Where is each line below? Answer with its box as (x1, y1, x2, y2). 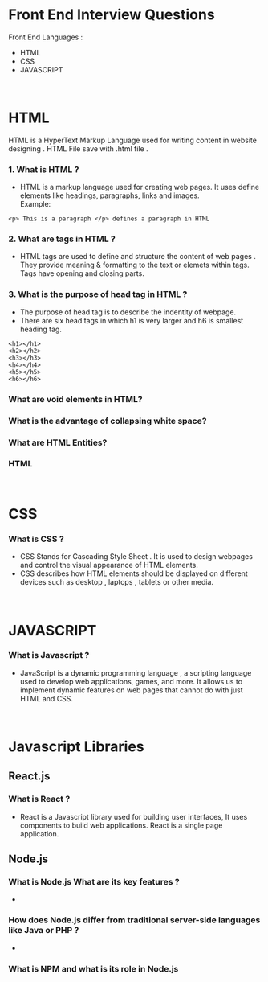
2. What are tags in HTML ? (8, 233, 116, 244)
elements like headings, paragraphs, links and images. (19, 191, 200, 200)
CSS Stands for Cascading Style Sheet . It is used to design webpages (19, 552, 253, 561)
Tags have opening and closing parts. (19, 269, 144, 278)
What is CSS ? (8, 533, 64, 544)
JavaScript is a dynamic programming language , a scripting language (19, 668, 252, 677)
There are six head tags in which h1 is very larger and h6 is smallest (19, 315, 244, 325)
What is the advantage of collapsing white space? (8, 415, 207, 426)
